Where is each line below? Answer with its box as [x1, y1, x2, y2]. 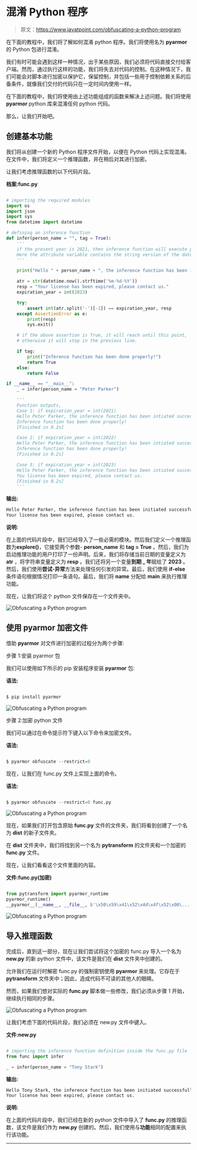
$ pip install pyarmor [6, 694, 62, 700]
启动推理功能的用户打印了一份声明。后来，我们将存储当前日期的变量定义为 [6, 551, 186, 558]
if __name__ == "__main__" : [6, 381, 75, 387]
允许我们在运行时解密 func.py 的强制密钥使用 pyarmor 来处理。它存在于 [6, 967, 180, 974]
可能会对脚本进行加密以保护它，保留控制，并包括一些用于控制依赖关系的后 [11, 73, 191, 80]
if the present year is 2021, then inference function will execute [16, 246, 188, 252]
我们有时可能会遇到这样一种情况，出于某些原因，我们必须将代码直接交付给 [6, 58, 186, 65]
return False [27, 370, 59, 376]
